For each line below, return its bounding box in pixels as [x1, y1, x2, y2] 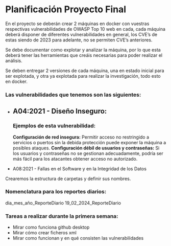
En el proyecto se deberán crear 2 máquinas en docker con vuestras [5, 20, 150, 27]
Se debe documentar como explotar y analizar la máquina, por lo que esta [5, 47, 161, 53]
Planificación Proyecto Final [5, 4, 127, 15]
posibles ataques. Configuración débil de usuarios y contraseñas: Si [12, 145, 160, 151]
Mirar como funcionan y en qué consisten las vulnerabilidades [12, 235, 144, 241]
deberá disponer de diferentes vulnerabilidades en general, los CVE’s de [5, 31, 157, 37]
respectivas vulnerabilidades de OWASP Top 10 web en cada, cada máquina [5, 26, 166, 32]
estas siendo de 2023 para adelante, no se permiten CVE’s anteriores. [5, 37, 153, 43]
